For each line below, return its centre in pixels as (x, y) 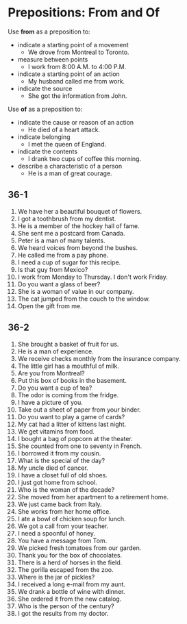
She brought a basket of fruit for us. (68, 344)
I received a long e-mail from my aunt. (72, 584)
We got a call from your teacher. (63, 526)
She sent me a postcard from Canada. (71, 233)
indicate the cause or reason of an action (76, 122)
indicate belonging (44, 137)
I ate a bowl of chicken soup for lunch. (72, 519)
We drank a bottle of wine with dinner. (71, 591)
